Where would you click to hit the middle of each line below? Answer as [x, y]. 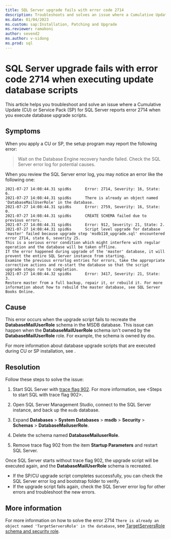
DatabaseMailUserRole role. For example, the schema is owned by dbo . [80, 336]
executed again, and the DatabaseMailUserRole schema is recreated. [79, 466]
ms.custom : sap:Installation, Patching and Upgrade [61, 24]
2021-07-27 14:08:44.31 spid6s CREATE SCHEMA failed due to [76, 216]
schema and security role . [33, 531]
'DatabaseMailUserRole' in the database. [50, 202]
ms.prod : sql [19, 43]
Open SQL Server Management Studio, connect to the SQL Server [82, 405]
